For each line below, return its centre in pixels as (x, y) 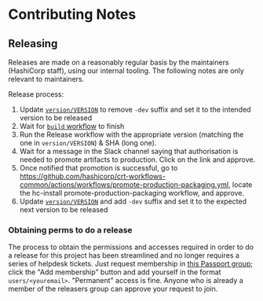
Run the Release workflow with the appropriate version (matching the (131, 134)
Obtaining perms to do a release (70, 229)
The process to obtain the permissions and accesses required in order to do (131, 247)
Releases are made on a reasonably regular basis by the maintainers (119, 62)
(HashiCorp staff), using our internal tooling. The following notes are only (126, 71)
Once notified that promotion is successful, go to (99, 168)
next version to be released (64, 209)
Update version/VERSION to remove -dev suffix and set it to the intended (135, 109)
